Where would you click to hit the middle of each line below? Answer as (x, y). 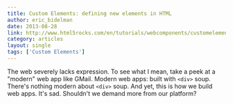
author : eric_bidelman (40, 20)
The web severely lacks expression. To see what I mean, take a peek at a (112, 71)
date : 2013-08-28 (32, 26)
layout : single (29, 45)
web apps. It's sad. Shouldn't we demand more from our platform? (102, 93)
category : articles (35, 39)
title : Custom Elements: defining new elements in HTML (89, 13)
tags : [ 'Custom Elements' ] (46, 52)
